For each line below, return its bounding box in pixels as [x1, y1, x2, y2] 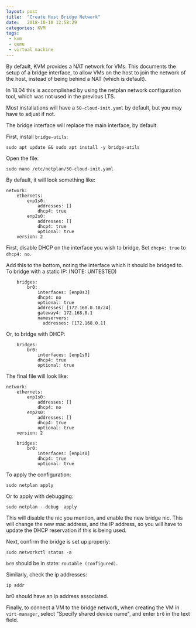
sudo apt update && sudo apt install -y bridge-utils [6, 144, 140, 150]
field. [6, 616, 19, 623]
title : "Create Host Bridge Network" [6, 14, 101, 20]
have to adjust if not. [6, 110, 56, 117]
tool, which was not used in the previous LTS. [6, 93, 116, 100]
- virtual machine [8, 47, 54, 53]
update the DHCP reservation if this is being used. [6, 527, 127, 534]
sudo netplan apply [6, 482, 54, 488]
